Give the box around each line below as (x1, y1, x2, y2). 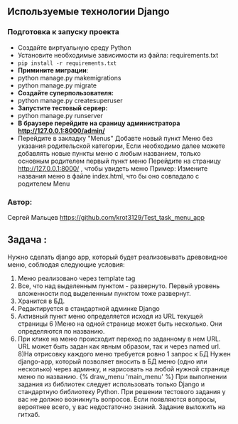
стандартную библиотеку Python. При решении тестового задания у (17, 387, 226, 396)
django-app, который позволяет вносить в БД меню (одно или (17, 357, 207, 366)
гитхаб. (17, 410, 40, 418)
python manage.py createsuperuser (17, 96, 123, 105)
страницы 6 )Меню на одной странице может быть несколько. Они (17, 319, 222, 328)
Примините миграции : (17, 65, 89, 74)
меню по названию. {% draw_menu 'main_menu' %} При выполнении (17, 372, 227, 381)
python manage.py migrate (17, 81, 97, 90)
